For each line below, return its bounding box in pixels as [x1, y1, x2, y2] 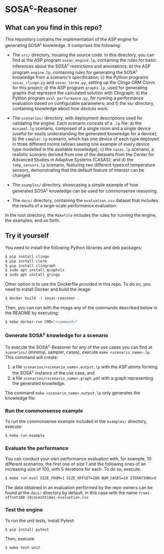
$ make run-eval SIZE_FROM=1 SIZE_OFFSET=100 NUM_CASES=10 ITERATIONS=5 [5, 476, 157, 481]
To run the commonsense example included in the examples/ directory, [5, 419, 147, 425]
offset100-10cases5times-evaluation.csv [5, 495, 89, 500]
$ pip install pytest [5, 527, 49, 532]
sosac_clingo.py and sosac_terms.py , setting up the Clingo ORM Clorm [12, 79, 155, 85]
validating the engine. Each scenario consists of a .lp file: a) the [12, 120, 142, 126]
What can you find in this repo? [5, 23, 102, 31]
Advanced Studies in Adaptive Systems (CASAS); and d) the [12, 157, 134, 163]
